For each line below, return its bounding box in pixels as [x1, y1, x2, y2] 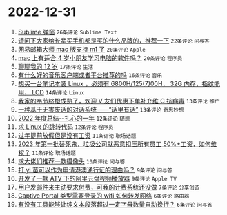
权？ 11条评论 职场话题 [17, 148, 77, 156]
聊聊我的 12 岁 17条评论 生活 [17, 62, 94, 70]
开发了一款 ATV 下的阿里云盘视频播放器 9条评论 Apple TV [17, 174, 177, 183]
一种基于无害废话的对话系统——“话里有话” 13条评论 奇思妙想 [17, 105, 184, 114]
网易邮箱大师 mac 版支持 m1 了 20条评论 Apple [17, 45, 146, 53]
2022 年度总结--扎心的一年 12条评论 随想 [17, 114, 130, 122]
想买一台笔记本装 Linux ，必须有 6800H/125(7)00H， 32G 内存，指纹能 [17, 79, 220, 88]
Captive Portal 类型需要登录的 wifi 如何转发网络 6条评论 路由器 [17, 191, 190, 200]
